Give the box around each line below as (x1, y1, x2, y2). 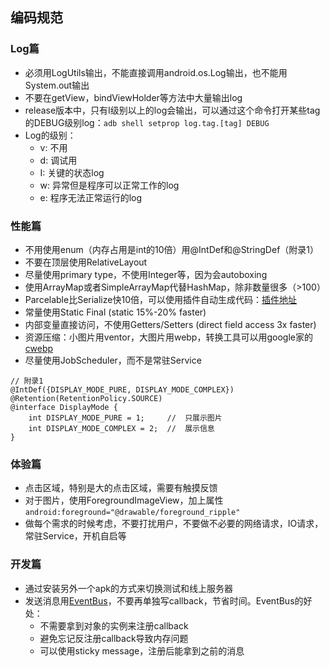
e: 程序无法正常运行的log (39, 191, 143, 203)
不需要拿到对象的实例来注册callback (39, 619, 189, 632)
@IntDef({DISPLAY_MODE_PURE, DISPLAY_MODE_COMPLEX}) (10, 384, 235, 395)
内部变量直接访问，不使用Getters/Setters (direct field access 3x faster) (24, 318, 317, 330)
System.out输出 (24, 79, 90, 91)
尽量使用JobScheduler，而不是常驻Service (24, 354, 202, 366)
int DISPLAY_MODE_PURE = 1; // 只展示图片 (28, 413, 223, 423)
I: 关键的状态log (39, 166, 105, 178)
